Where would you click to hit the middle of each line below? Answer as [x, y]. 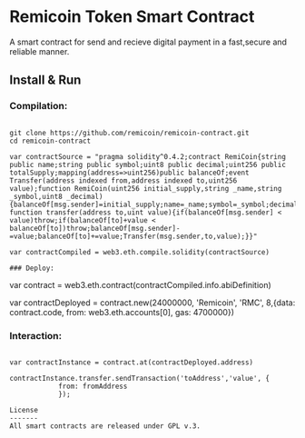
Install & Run [45, 80]
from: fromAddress [93, 386]
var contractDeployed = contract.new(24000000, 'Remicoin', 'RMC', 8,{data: [152, 303]
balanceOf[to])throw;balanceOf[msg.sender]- [95, 228]
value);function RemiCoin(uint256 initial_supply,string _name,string [146, 188]
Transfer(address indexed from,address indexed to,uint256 [123, 180]
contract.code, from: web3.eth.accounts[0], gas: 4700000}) [122, 312]
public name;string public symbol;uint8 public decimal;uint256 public [148, 164]
